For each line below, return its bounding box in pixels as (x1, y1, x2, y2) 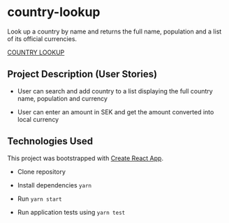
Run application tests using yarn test (17, 208, 126, 216)
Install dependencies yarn (17, 180, 92, 189)
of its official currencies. (7, 34, 77, 43)
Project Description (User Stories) (7, 68, 158, 80)
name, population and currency (17, 94, 108, 102)
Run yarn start (17, 194, 62, 203)
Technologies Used (7, 135, 93, 147)
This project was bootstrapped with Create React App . (7, 154, 164, 162)
